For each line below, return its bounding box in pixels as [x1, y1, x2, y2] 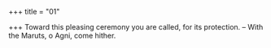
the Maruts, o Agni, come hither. [8, 31, 116, 40]
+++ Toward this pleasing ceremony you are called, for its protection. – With [8, 22, 264, 31]
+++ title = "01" [8, 7, 60, 16]
